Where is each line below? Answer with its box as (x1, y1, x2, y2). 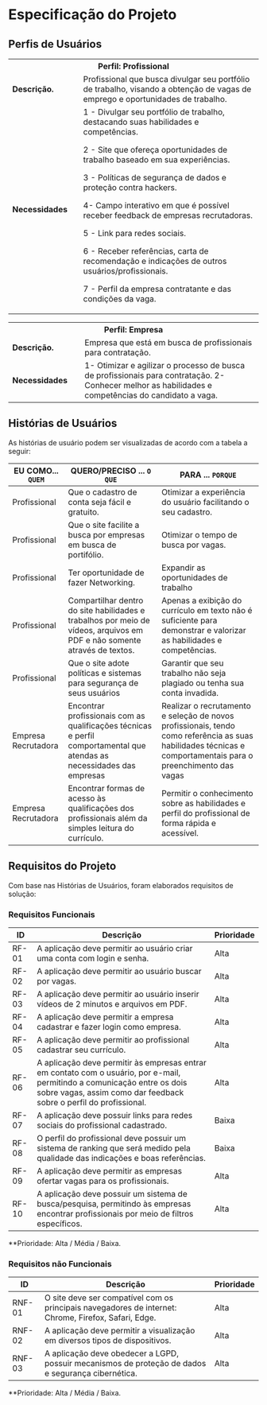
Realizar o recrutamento (161, 700, 252, 711)
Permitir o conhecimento (161, 787, 253, 798)
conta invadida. (161, 687, 219, 698)
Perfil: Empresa (103, 324, 164, 335)
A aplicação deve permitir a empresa (37, 1011, 174, 1023)
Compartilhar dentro (68, 595, 144, 606)
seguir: (8, 446, 32, 456)
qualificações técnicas (68, 720, 153, 731)
